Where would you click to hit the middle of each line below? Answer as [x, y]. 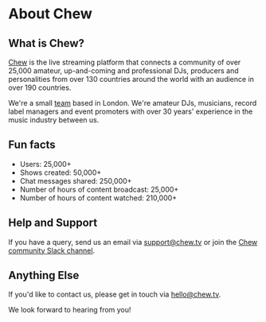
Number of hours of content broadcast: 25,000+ [99, 189]
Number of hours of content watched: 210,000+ [98, 198]
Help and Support [53, 223]
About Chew [51, 14]
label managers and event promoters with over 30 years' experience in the [131, 111]
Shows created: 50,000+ [61, 173]
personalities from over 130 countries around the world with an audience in [131, 79]
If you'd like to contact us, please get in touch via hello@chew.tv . [115, 294]
